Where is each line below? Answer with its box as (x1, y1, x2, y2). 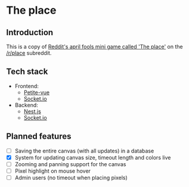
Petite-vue (23, 89, 49, 96)
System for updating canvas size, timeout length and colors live (14, 154, 171, 161)
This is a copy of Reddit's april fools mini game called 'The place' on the (6, 43, 183, 50)
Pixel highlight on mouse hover (14, 167, 91, 174)
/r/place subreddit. (6, 49, 52, 57)
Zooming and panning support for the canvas (14, 160, 126, 167)
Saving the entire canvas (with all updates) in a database (14, 147, 154, 154)
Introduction (6, 27, 54, 38)
